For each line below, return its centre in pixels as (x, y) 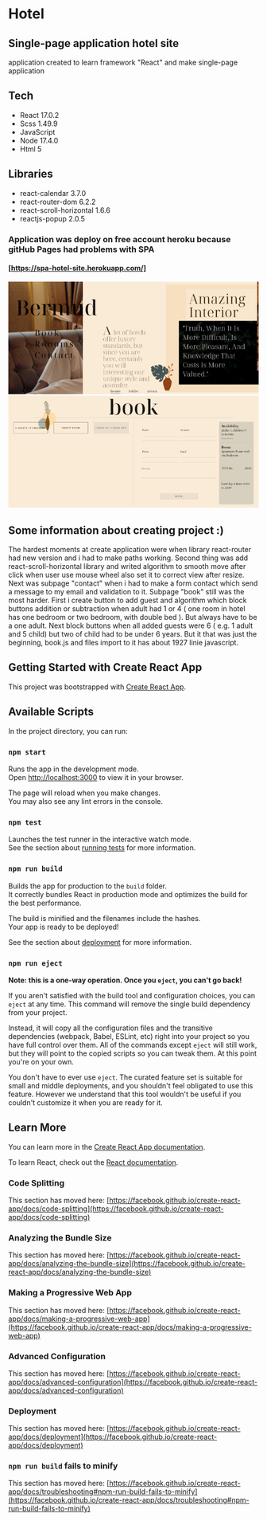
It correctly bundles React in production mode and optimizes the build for (128, 894)
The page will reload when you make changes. (85, 793)
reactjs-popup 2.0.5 (52, 218)
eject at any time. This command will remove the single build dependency (130, 1004)
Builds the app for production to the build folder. (88, 886)
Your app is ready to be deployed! (64, 927)
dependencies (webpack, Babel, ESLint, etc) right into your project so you (129, 1036)
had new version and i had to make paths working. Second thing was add (128, 558)
